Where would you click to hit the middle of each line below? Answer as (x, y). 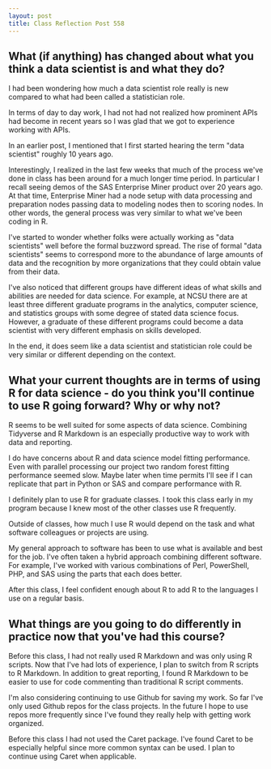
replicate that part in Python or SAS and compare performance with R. (125, 484)
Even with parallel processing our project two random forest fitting (119, 467)
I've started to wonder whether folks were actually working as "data (121, 237)
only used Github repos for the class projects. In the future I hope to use (128, 706)
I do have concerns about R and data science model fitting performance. (129, 458)
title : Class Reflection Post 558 (67, 23)
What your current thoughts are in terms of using (135, 380)
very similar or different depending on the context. (92, 355)
